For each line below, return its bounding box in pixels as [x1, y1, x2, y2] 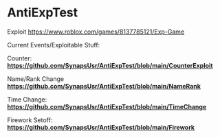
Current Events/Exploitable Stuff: [7, 41, 100, 49]
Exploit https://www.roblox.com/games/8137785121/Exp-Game [7, 27, 185, 36]
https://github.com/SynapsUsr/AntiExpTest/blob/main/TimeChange [7, 102, 207, 111]
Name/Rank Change [7, 74, 64, 83]
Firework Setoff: [7, 115, 53, 124]
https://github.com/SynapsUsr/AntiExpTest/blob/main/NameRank [7, 82, 201, 90]
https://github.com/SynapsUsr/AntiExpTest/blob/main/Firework [7, 123, 195, 131]
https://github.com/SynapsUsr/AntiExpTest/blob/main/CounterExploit [7, 61, 213, 69]
